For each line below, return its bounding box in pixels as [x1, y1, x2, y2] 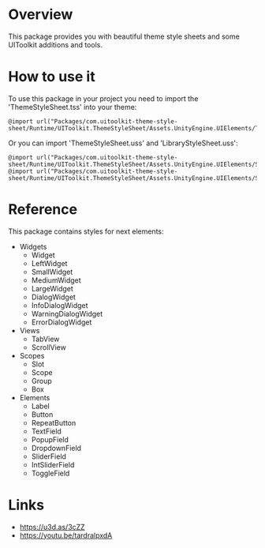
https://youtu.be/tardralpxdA [19, 531, 113, 540]
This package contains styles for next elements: [8, 227, 164, 236]
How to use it [8, 68, 96, 86]
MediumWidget [31, 275, 81, 285]
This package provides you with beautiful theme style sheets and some [8, 32, 241, 41]
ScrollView [31, 342, 67, 352]
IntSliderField [31, 460, 75, 469]
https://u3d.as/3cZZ [19, 522, 85, 531]
